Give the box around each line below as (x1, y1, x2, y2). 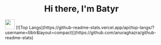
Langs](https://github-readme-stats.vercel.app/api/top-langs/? (29, 24, 155, 30)
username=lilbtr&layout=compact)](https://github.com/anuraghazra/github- (5, 30, 157, 35)
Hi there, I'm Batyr (44, 3, 119, 14)
